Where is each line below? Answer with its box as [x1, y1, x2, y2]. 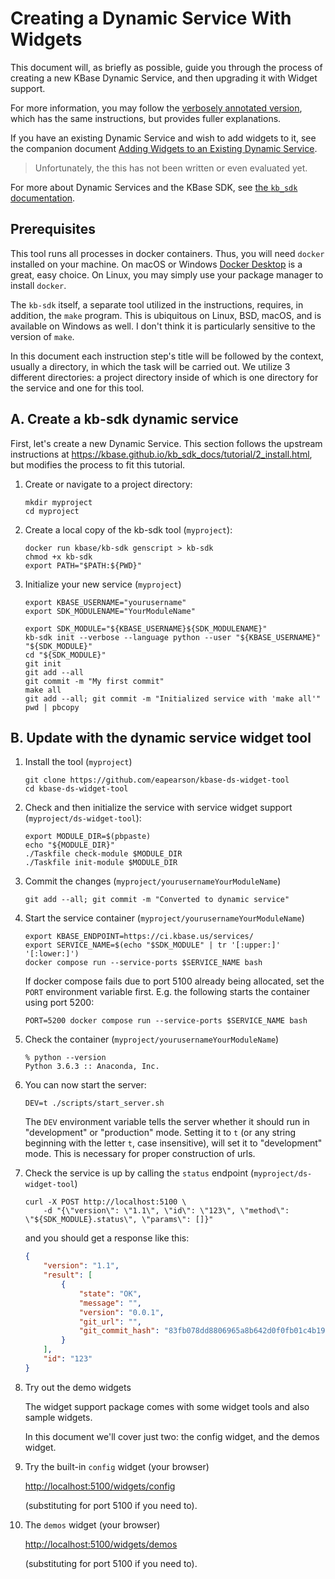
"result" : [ [43, 1270, 93, 1281]
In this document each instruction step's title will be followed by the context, [10, 350, 324, 362]
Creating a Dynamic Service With [10, 7, 292, 30]
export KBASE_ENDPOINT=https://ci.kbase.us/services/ [24, 932, 254, 942]
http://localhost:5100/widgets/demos [24, 1538, 178, 1550]
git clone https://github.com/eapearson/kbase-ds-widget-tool [24, 775, 290, 786]
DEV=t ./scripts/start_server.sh [24, 1098, 165, 1109]
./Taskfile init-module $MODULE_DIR [24, 858, 178, 868]
